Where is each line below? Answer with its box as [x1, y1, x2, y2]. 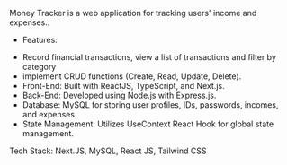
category [22, 62, 57, 72]
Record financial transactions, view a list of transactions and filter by [22, 52, 277, 62]
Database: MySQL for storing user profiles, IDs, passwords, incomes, [22, 100, 279, 110]
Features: [22, 35, 58, 45]
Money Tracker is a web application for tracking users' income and [9, 8, 257, 18]
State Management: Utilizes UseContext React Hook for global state [22, 118, 274, 129]
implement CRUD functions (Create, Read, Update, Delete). [22, 71, 242, 82]
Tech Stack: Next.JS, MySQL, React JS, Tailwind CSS [9, 145, 207, 156]
